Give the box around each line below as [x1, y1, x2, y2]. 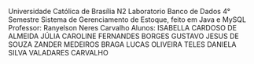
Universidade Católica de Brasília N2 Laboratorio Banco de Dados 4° [8, 7, 230, 16]
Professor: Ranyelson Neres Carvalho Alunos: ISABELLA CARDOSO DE [8, 23, 237, 32]
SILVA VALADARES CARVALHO [8, 48, 109, 57]
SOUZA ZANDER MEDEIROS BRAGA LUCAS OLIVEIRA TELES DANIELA [8, 40, 237, 49]
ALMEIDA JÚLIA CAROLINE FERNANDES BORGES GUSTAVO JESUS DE [8, 31, 240, 41]
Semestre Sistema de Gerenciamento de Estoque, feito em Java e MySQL [8, 15, 246, 24]
